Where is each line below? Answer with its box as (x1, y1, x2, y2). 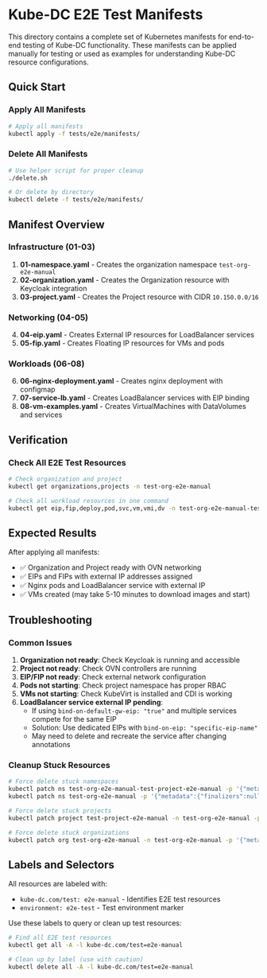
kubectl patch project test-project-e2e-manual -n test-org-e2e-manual (8, 814, 250, 822)
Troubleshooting (8, 613, 93, 626)
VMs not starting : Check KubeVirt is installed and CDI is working (19, 689, 233, 699)
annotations (31, 740, 71, 750)
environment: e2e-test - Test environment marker (19, 903, 184, 913)
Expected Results (8, 527, 97, 540)
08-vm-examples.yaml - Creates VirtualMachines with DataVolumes (19, 402, 246, 411)
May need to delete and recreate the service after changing (31, 731, 226, 741)
